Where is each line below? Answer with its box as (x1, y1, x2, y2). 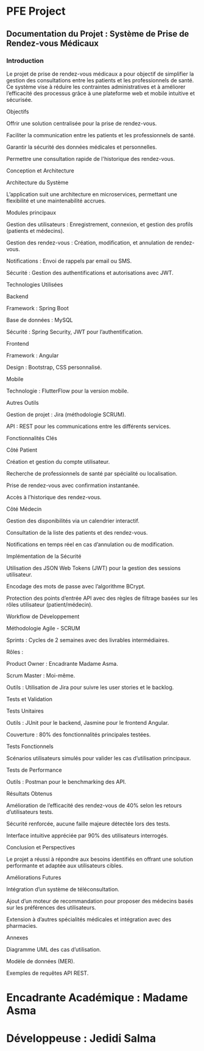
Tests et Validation (6, 695, 53, 702)
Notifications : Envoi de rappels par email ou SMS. (6, 257, 132, 265)
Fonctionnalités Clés (6, 434, 58, 441)
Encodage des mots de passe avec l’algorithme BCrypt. (6, 582, 146, 590)
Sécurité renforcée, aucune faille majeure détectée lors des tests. (6, 820, 171, 827)
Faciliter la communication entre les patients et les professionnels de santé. (6, 131, 195, 138)
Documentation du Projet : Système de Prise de (6, 29, 189, 39)
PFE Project (6, 4, 66, 18)
